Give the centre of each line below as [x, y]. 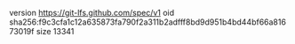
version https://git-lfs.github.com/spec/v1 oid [92, 13]
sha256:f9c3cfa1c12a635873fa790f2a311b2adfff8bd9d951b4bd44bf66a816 [148, 22]
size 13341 [55, 31]
